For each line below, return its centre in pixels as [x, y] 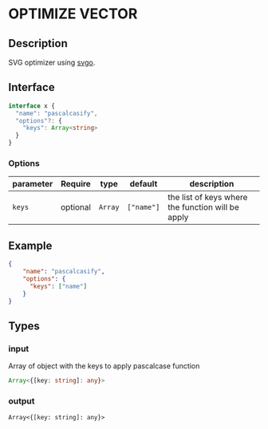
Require [76, 184]
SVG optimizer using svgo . [52, 62]
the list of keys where [207, 198]
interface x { [32, 106]
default [144, 184]
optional [76, 207]
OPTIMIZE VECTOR [73, 14]
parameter [33, 184]
